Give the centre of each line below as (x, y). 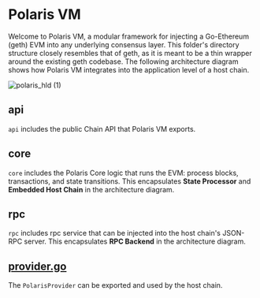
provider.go (37, 266)
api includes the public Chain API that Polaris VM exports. (102, 129)
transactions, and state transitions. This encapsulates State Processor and (130, 181)
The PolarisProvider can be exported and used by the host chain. (115, 285)
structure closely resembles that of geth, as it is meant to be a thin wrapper (130, 53)
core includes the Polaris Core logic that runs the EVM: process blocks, (123, 173)
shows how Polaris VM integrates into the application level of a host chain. (129, 69)
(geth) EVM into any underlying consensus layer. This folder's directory (124, 44)
